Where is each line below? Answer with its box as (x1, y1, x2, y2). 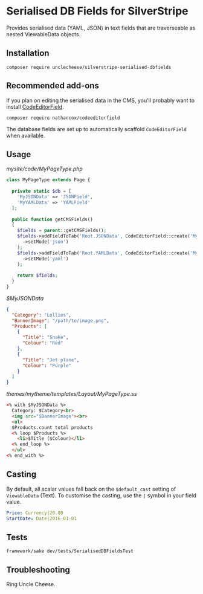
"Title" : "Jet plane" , (22, 357, 80, 363)
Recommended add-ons (6, 80, 100, 91)
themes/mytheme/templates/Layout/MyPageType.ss (6, 390, 137, 398)
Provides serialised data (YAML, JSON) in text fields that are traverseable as (6, 24, 196, 31)
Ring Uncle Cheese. (6, 581, 56, 588)
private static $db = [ (11, 189, 71, 195)
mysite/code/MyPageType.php (6, 165, 83, 173)
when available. (6, 132, 45, 139)
